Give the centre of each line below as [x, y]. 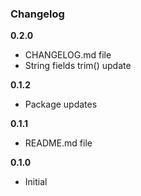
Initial [36, 182]
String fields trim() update [78, 66]
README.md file [58, 143]
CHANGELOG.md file [68, 55]
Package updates [61, 104]
